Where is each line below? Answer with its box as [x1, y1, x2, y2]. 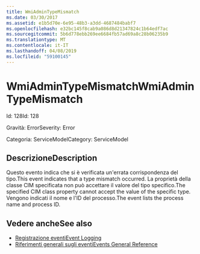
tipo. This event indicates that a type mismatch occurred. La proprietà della [6, 175, 191, 182]
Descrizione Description [6, 153, 98, 163]
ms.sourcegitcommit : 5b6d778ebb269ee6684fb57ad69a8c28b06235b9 [6, 31, 169, 37]
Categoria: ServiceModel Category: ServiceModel [6, 135, 128, 143]
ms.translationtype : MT [6, 37, 66, 43]
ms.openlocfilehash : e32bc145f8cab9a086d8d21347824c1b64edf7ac [6, 25, 169, 32]
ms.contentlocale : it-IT [6, 43, 69, 49]
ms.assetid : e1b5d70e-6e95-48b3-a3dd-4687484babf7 [6, 20, 136, 26]
